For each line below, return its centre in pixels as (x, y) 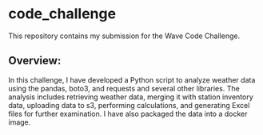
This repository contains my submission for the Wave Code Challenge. (124, 36)
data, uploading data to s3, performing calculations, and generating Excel (129, 105)
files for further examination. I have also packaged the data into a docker (128, 114)
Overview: (35, 61)
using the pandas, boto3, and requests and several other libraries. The (124, 88)
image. (20, 122)
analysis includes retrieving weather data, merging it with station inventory (131, 97)
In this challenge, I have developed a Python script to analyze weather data (132, 79)
